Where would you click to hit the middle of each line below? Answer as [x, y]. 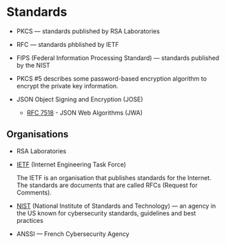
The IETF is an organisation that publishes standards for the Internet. [114, 177]
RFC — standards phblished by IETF [68, 44]
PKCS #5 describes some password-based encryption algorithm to [112, 78]
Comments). [34, 192]
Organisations [38, 134]
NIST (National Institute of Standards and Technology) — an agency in [116, 206]
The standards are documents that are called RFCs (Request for [107, 185]
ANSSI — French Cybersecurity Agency [73, 234]
